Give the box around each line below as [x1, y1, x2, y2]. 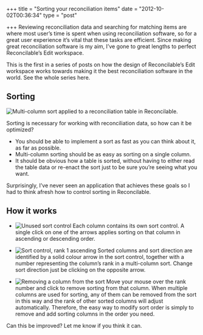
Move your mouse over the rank [106, 278, 187, 285]
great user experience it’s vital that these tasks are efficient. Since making [6, 36, 191, 43]
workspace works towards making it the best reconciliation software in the [6, 67, 193, 75]
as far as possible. [15, 144, 61, 151]
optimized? [6, 126, 35, 133]
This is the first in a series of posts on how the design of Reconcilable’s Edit [6, 61, 196, 68]
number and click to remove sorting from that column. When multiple [15, 284, 188, 291]
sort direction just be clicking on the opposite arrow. [15, 266, 146, 273]
